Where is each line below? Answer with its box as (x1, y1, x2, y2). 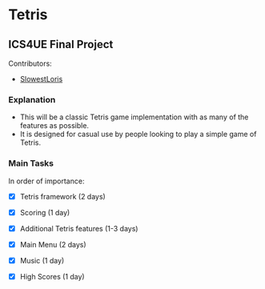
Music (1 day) (19, 255, 65, 265)
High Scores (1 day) (19, 271, 86, 281)
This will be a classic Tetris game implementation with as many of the (19, 112, 249, 122)
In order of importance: (8, 176, 85, 186)
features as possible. (19, 121, 90, 130)
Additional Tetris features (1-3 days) (19, 223, 139, 233)
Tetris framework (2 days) (19, 191, 106, 201)
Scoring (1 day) (19, 207, 70, 217)
